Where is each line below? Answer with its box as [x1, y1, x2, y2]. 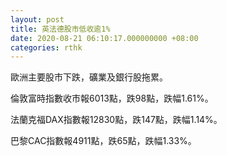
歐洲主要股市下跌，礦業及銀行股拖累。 [10, 71, 168, 83]
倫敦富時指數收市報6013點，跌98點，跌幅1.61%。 [10, 92, 214, 105]
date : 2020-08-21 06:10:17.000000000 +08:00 [10, 33, 199, 43]
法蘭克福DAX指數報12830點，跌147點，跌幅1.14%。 [10, 114, 223, 126]
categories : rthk [10, 42, 83, 53]
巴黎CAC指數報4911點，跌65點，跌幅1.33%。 [10, 135, 197, 147]
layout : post [10, 14, 65, 25]
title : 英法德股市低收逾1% [10, 24, 111, 34]
